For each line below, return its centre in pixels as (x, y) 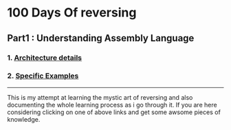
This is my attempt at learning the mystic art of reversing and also (100, 97)
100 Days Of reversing (72, 13)
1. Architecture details (45, 58)
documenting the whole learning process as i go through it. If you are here (112, 105)
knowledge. (24, 119)
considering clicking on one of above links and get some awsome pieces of (114, 112)
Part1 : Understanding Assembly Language (101, 38)
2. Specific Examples (43, 76)
